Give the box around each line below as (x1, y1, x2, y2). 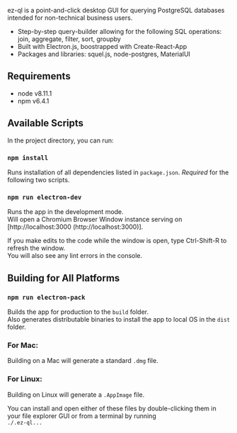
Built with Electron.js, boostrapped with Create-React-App (17, 43, 187, 50)
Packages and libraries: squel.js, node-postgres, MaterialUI (17, 50, 191, 58)
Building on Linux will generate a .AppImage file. (7, 390, 145, 399)
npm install (7, 154, 49, 162)
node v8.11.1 (17, 89, 52, 98)
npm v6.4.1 (17, 96, 50, 105)
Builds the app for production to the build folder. (7, 308, 149, 316)
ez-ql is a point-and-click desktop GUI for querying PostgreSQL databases (7, 6, 225, 14)
